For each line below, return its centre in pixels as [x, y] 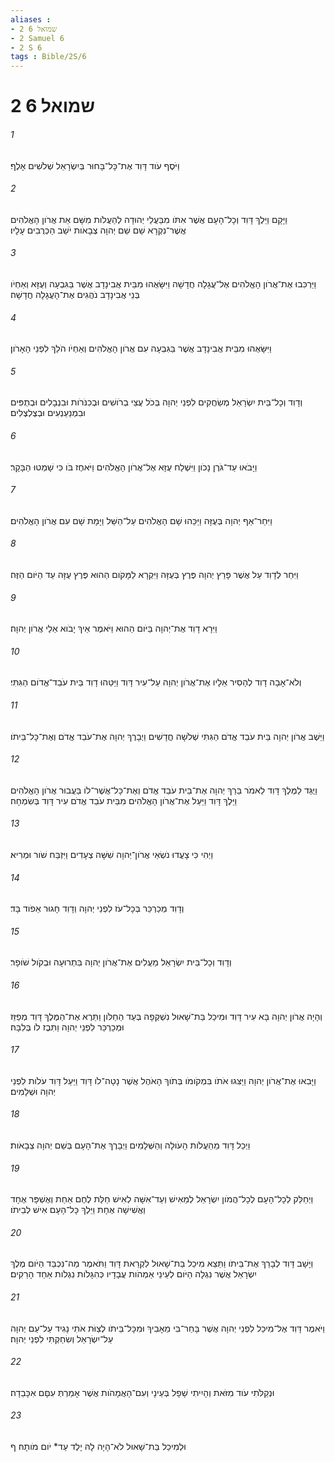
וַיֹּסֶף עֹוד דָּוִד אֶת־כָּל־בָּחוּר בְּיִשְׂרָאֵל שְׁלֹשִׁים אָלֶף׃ [95, 165]
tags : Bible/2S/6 [48, 57]
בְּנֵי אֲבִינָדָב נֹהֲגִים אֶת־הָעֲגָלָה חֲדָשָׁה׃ [75, 294]
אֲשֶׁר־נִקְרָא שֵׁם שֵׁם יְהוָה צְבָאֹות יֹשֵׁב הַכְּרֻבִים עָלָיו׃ [98, 230]
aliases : [31, 19]
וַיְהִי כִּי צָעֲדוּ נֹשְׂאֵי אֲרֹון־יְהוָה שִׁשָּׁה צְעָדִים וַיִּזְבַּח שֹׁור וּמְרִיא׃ [112, 854]
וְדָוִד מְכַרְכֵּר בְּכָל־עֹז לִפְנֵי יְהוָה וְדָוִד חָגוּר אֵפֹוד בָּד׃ [97, 908]
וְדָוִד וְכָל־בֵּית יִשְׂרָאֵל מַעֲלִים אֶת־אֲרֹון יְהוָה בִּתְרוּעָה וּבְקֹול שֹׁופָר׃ [121, 962]
